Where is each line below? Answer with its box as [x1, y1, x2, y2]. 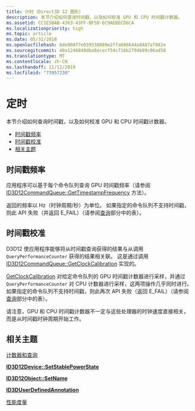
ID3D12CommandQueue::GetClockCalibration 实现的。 [6, 260, 140, 267]
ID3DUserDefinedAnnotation [6, 386, 79, 393]
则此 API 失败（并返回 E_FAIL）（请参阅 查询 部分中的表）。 [6, 209, 144, 216]
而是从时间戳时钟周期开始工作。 [6, 315, 84, 322]
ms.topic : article [6, 31, 52, 37]
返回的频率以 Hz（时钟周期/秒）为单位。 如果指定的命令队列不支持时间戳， [6, 202, 190, 208]
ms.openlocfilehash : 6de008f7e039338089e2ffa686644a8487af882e [6, 42, 166, 48]
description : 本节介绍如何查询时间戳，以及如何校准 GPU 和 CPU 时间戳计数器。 [6, 14, 183, 20]
